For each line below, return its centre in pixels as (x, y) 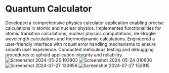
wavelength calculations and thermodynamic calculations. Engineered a (80, 39)
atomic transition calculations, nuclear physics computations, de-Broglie (80, 33)
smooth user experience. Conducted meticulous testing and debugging (80, 49)
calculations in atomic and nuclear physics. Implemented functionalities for (83, 28)
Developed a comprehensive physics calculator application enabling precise (85, 23)
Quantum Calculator (49, 9)
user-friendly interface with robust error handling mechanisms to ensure (80, 44)
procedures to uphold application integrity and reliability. (64, 55)
